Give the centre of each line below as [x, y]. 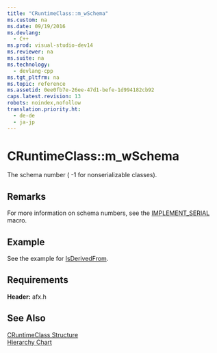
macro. [17, 220]
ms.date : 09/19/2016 [37, 26]
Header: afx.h [27, 297]
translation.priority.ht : [44, 109]
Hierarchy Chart [30, 342]
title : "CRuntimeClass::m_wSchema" [58, 13]
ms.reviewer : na [30, 52]
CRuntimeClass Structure [43, 334]
